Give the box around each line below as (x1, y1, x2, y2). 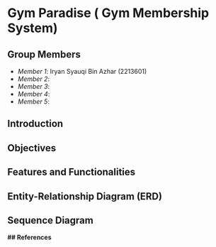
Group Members (7, 48, 81, 60)
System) (7, 20, 58, 36)
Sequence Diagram (7, 214, 93, 226)
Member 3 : (17, 82, 50, 90)
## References (7, 233, 52, 242)
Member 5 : (17, 97, 50, 106)
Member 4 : (17, 90, 50, 98)
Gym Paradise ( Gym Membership (7, 5, 210, 21)
